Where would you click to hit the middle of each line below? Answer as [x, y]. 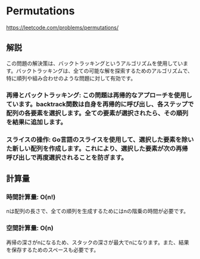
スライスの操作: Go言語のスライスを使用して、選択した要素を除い [100, 140]
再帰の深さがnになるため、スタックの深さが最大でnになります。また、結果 [98, 242]
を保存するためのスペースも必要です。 [53, 249]
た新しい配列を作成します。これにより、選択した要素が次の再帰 [97, 149]
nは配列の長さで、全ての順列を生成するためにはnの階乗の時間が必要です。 [98, 211]
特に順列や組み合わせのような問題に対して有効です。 [71, 78]
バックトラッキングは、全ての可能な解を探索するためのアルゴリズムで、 [104, 70]
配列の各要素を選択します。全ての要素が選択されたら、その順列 [97, 113]
